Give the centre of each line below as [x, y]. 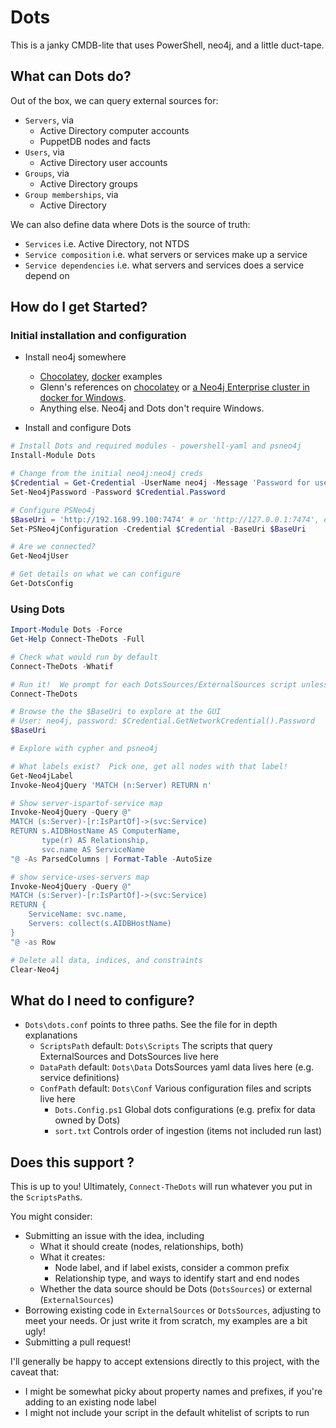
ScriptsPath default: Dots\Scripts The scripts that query [156, 1046]
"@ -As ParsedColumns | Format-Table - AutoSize [111, 859]
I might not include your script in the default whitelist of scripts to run [167, 1413]
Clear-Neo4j [35, 969]
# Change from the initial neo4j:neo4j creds [106, 474]
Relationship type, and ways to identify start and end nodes [177, 1278]
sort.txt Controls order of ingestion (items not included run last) [188, 1131]
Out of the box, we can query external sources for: [114, 100]
